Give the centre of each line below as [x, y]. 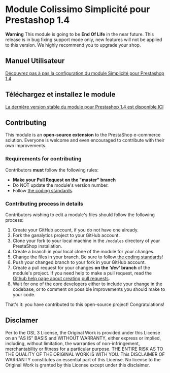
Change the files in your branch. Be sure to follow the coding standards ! [88, 257]
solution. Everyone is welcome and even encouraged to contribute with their [85, 140]
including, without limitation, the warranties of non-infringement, [73, 343]
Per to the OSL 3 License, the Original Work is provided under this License [83, 332]
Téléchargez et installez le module [60, 95]
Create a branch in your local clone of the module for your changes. [83, 251]
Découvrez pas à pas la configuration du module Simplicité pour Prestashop [85, 73]
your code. [24, 294]
